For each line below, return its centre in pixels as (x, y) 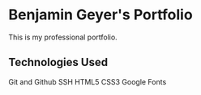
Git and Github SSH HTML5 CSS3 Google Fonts (88, 81)
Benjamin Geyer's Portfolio (100, 15)
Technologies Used (58, 62)
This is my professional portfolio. (63, 37)
